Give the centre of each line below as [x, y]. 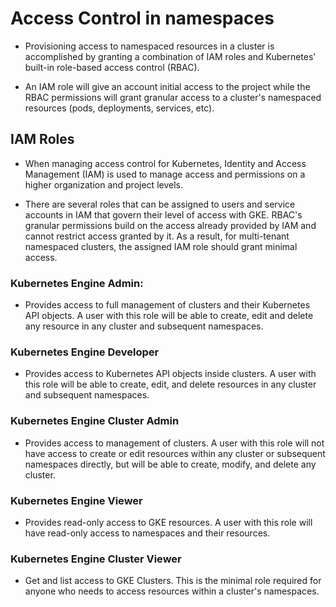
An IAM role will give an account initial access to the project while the [167, 86]
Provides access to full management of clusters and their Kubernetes [167, 305]
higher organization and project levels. [103, 184]
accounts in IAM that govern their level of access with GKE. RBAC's [163, 214]
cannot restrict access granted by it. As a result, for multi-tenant [157, 236]
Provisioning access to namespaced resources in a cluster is [149, 46]
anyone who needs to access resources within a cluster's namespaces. [172, 591]
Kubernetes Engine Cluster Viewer [96, 559]
